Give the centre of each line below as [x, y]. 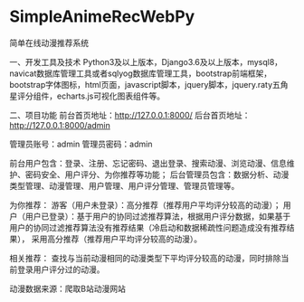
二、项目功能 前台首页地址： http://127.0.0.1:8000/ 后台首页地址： [130, 115]
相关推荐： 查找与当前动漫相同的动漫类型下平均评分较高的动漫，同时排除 [145, 258]
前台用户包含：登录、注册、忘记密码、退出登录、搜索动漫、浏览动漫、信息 [148, 163]
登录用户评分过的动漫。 [61, 269]
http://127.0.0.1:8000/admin [60, 125]
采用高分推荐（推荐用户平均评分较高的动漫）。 [116, 239]
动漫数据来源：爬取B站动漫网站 [68, 288]
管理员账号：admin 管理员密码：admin [81, 144]
